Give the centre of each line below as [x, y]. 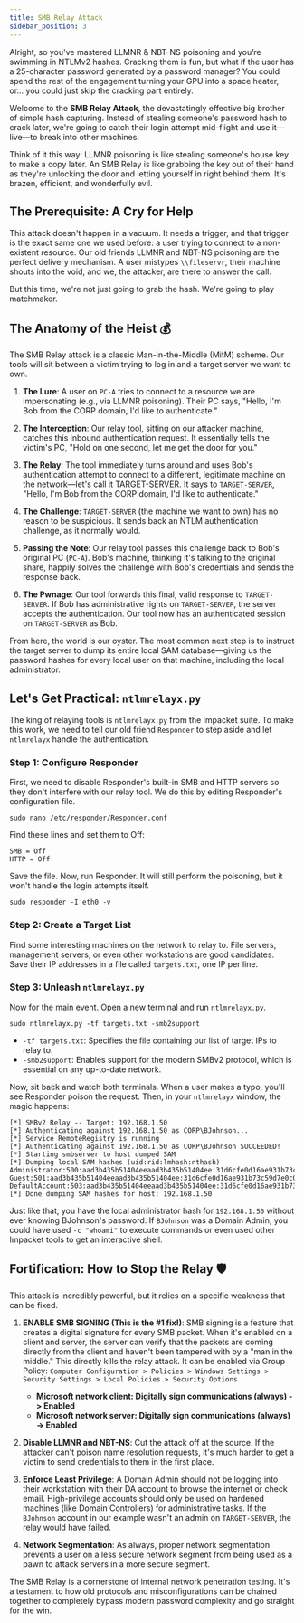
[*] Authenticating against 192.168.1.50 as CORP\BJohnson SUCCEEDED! [145, 1146]
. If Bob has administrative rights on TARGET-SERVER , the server [161, 604]
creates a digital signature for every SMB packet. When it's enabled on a [157, 1332]
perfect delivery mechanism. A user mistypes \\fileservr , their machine [145, 262]
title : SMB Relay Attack [56, 18]
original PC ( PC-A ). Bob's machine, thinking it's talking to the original [149, 558]
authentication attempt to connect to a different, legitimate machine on [154, 475]
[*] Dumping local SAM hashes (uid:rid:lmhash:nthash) [115, 1162]
